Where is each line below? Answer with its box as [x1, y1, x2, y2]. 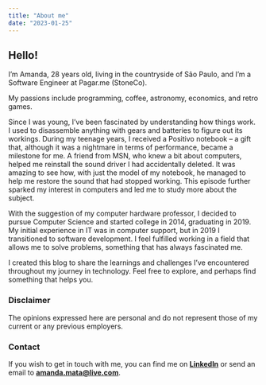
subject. [8, 193, 35, 203]
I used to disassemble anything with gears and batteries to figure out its [8, 126, 243, 135]
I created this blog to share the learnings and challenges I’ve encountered [8, 258, 249, 267]
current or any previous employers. [8, 321, 123, 331]
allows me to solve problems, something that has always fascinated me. [8, 243, 244, 252]
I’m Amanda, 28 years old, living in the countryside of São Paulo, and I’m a [8, 69, 252, 80]
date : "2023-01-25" [8, 19, 73, 27]
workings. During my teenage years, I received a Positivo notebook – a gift [8, 134, 252, 144]
